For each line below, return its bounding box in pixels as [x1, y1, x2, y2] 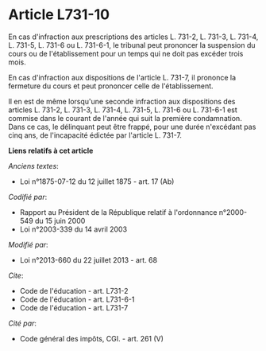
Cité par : [8, 318, 37, 328]
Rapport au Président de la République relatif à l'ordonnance [19, 207, 218, 216]
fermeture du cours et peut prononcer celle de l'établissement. [8, 81, 214, 91]
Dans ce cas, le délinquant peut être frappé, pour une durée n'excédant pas [8, 122, 256, 131]
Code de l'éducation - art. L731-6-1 [19, 294, 135, 304]
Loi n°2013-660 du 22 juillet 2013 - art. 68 [19, 255, 157, 264]
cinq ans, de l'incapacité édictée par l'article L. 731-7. [8, 130, 183, 140]
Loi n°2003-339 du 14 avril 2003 [19, 224, 128, 234]
